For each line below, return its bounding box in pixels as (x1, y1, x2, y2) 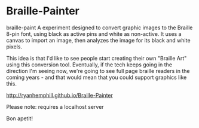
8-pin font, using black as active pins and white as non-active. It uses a (6, 30, 182, 37)
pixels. (6, 43, 23, 50)
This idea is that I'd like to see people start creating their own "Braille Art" (6, 54, 187, 62)
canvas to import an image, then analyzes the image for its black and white (6, 36, 191, 44)
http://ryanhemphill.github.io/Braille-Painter (6, 92, 114, 99)
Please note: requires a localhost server (6, 103, 104, 110)
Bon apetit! (6, 115, 33, 122)
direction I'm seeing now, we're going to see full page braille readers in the (6, 67, 190, 74)
